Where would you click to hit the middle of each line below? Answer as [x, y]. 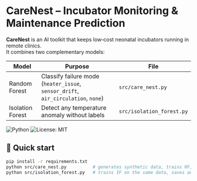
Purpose [77, 66]
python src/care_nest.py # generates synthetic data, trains [94, 167]
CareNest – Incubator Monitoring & [92, 11]
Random [21, 83]
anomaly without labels [73, 115]
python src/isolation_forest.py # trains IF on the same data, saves [95, 172]
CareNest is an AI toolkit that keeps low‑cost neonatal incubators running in [98, 39]
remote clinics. [24, 46]
